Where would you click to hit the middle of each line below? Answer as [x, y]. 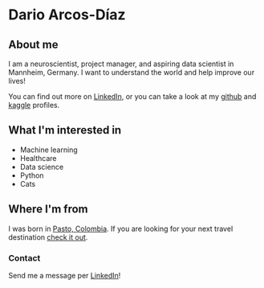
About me [33, 45]
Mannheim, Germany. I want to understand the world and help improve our [132, 72]
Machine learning [49, 150]
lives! [17, 81]
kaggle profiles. [34, 105]
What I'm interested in [65, 130]
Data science [42, 167]
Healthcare [39, 158]
